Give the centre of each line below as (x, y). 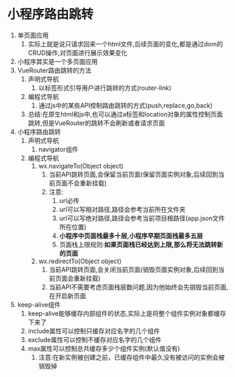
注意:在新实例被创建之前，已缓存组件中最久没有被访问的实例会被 (132, 357)
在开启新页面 (67, 296)
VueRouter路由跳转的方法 (54, 70)
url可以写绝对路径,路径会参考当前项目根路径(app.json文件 (142, 218)
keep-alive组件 (39, 304)
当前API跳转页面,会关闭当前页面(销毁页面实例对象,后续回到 (134, 269)
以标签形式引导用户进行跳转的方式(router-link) (105, 88)
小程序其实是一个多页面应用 (58, 61)
